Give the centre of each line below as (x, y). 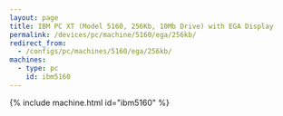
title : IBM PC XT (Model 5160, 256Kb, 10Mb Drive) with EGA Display (141, 26)
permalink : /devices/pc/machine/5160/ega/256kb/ (103, 34)
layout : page (34, 18)
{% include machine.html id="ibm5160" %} (90, 102)
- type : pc (38, 69)
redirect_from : (38, 43)
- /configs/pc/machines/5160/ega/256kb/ (95, 52)
